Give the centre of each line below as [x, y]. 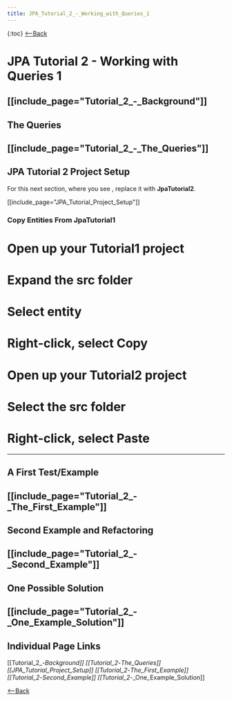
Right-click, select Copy [78, 344]
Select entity [45, 312]
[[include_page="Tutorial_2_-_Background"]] [107, 101]
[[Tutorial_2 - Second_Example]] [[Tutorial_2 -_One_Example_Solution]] [106, 677]
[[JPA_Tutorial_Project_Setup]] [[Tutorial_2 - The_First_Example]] [98, 670]
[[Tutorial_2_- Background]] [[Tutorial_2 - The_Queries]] [84, 662]
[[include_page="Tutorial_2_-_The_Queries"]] [108, 148]
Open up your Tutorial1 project [96, 248]
